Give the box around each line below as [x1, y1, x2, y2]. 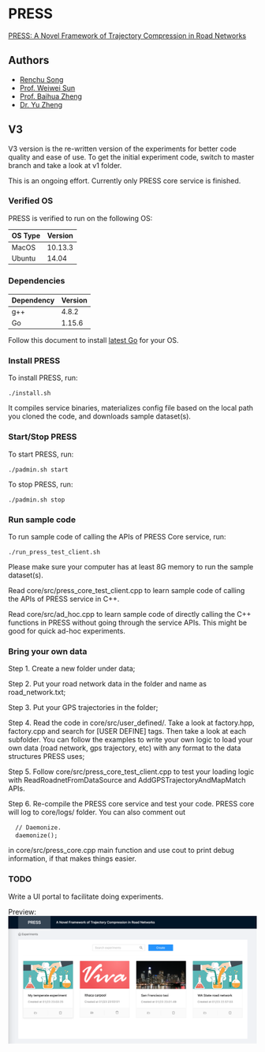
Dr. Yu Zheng [19, 100, 63, 109]
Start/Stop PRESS [8, 431, 77, 442]
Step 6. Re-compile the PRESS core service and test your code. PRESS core [8, 799, 255, 809]
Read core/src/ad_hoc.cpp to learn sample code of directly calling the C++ [8, 610, 252, 619]
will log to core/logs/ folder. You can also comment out [8, 807, 186, 817]
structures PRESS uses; [8, 752, 85, 761]
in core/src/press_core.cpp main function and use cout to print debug [8, 846, 235, 855]
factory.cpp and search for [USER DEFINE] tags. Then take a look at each [8, 727, 247, 736]
